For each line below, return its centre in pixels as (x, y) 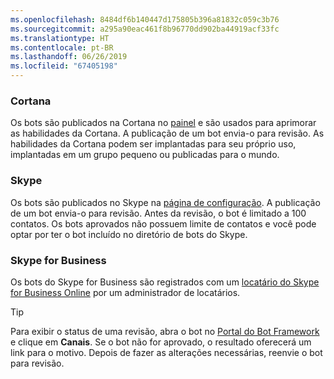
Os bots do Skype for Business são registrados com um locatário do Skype (165, 282)
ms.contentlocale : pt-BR (62, 47)
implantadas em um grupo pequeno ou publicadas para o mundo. (145, 155)
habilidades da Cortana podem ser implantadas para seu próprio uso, (153, 144)
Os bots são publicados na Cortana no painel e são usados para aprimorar (163, 123)
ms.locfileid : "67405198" (64, 66)
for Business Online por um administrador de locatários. (125, 292)
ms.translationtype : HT (60, 38)
